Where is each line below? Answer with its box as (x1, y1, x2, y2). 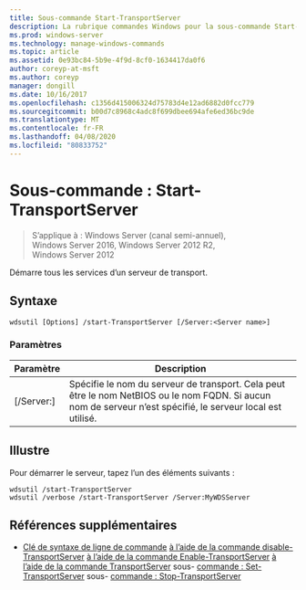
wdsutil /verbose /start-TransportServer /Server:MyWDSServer (9, 492, 250, 502)
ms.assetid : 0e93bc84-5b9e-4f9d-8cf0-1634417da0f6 (9, 56, 206, 65)
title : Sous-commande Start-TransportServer (9, 13, 181, 23)
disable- (262, 542, 293, 553)
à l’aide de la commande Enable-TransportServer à (86, 552, 277, 563)
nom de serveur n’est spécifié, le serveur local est (68, 400, 282, 413)
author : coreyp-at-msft (9, 65, 100, 74)
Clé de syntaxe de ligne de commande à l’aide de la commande (22, 542, 261, 553)
